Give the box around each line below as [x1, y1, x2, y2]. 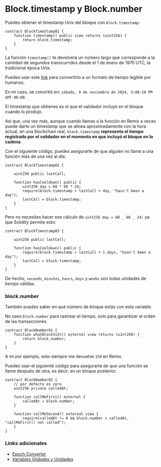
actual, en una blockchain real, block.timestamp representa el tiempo [5, 128, 144, 134]
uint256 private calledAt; [14, 386, 68, 391]
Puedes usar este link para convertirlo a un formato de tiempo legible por [5, 74, 151, 80]
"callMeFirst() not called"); [5, 420, 66, 425]
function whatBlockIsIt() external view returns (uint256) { [14, 332, 140, 337]
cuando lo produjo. [5, 109, 43, 114]
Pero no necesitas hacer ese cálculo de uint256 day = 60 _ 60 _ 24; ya [5, 214, 150, 220]
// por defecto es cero [14, 382, 62, 387]
